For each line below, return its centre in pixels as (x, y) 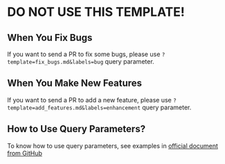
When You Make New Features (75, 83)
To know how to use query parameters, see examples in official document (112, 145)
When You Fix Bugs (50, 38)
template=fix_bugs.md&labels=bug (55, 62)
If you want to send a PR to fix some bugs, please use (84, 54)
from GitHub (25, 153)
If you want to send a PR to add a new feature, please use (89, 100)
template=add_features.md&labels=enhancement (74, 108)
